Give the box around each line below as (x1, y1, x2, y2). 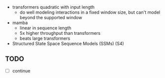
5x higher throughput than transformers (19, 30, 101, 36)
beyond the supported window (19, 15, 82, 20)
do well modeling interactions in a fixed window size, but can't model (19, 9, 161, 15)
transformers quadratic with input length (12, 4, 95, 10)
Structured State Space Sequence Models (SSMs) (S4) (12, 41, 124, 46)
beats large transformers (19, 35, 71, 41)
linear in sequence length (19, 25, 72, 31)
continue (12, 68, 31, 74)
